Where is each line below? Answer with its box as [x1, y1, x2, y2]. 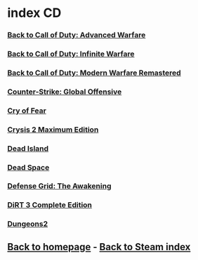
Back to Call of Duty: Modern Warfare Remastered [7, 68, 181, 78]
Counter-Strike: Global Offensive [7, 87, 122, 97]
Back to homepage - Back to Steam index [7, 241, 191, 253]
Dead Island [7, 143, 49, 153]
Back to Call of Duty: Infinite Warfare [7, 49, 135, 59]
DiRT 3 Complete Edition [7, 200, 93, 210]
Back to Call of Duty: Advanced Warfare [7, 30, 146, 40]
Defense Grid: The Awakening [7, 181, 112, 191]
